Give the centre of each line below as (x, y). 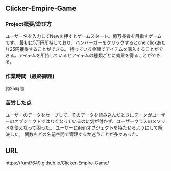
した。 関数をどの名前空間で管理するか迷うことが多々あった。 (75, 134)
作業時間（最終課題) (30, 76)
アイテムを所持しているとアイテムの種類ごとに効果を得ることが (85, 55)
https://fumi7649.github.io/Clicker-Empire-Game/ (57, 163)
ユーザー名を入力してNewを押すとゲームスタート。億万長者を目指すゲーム (84, 36)
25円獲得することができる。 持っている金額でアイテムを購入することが (84, 49)
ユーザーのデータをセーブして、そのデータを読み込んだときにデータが (79, 115)
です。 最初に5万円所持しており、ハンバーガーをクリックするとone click (81, 42)
